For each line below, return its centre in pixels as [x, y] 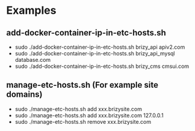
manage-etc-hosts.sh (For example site [82, 85]
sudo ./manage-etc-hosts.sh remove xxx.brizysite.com [83, 121]
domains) [24, 95]
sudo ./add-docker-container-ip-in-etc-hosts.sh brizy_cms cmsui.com [102, 66]
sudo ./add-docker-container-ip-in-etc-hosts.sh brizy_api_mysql [95, 53]
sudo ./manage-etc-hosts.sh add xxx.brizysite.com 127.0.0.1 [89, 115]
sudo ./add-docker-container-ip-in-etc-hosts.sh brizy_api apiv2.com [100, 47]
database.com [33, 60]
